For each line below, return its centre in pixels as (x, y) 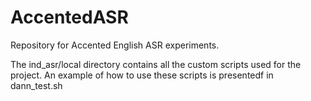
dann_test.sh (36, 85)
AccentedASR (69, 17)
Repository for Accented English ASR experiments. (115, 45)
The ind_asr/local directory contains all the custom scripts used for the (156, 64)
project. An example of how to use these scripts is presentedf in (142, 75)
